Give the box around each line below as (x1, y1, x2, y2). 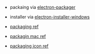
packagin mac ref (9, 33, 46, 39)
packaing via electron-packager (9, 4, 76, 10)
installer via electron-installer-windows (9, 14, 90, 19)
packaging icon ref (9, 43, 49, 49)
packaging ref (9, 23, 39, 29)
